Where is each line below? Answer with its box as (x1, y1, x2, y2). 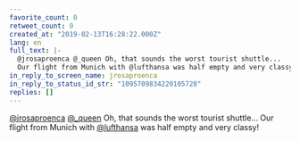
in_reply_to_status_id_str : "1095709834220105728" (9, 79, 202, 88)
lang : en (9, 37, 42, 47)
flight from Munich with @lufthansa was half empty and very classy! (9, 121, 260, 132)
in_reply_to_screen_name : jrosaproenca (9, 71, 158, 80)
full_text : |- (9, 46, 62, 55)
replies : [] (9, 87, 54, 96)
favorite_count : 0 (9, 12, 78, 22)
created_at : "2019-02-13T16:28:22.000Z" (9, 29, 162, 38)
